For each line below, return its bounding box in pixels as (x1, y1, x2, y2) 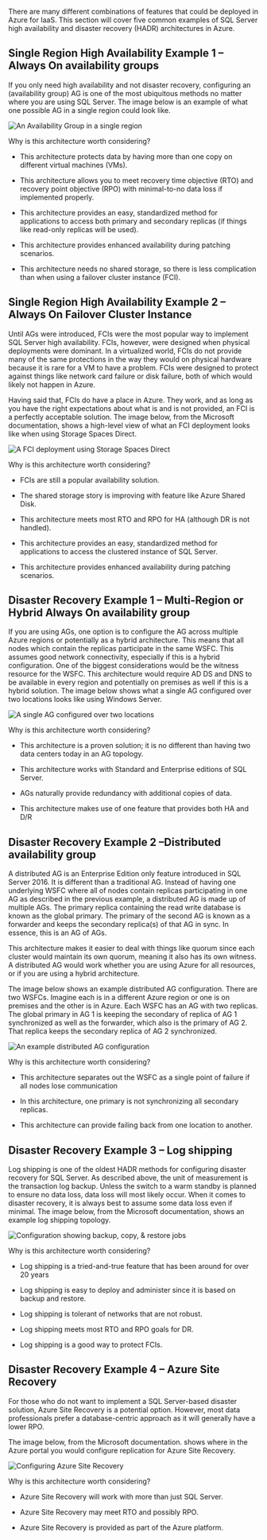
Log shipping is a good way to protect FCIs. (19, 1340, 163, 1350)
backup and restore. (19, 1294, 87, 1303)
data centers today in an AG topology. (19, 749, 144, 758)
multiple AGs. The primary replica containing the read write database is (8, 902, 242, 913)
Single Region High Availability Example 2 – (8, 296, 226, 309)
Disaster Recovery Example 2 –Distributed (8, 835, 221, 849)
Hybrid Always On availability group (8, 606, 191, 619)
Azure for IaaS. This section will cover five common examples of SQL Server (8, 15, 258, 25)
